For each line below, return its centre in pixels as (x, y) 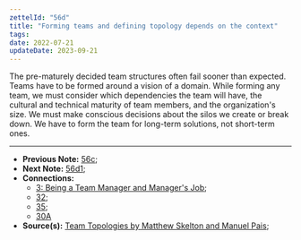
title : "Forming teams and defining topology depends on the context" (144, 26)
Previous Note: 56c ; (60, 159)
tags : (19, 34)
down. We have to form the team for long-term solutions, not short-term (142, 124)
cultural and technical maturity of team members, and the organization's (142, 105)
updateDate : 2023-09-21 (54, 51)
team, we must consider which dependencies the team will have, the (136, 96)
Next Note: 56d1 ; (54, 169)
